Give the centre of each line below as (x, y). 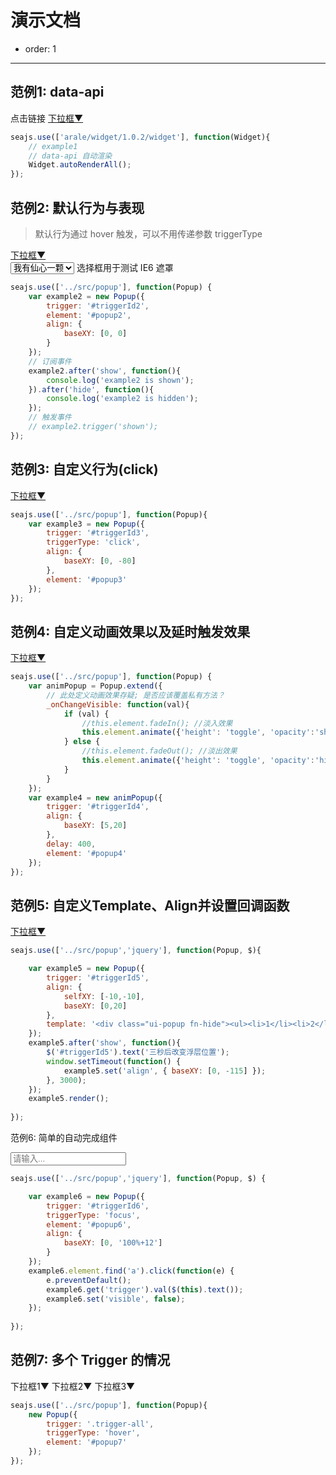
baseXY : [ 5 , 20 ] (95, 826)
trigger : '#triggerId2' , (98, 306)
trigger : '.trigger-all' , (100, 1424)
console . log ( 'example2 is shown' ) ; (120, 380)
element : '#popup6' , (89, 1224)
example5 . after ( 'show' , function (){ (105, 1043)
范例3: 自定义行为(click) (84, 469)
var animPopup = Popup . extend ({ (95, 686)
